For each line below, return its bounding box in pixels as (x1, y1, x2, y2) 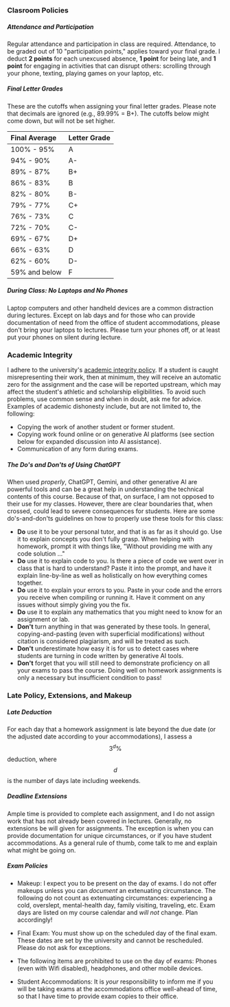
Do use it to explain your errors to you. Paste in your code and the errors (16, 586, 222, 594)
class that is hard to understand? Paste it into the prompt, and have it (16, 564, 212, 572)
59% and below (10, 267, 62, 277)
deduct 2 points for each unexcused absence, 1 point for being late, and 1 (7, 54, 216, 63)
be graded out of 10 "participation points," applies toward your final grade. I (7, 47, 221, 55)
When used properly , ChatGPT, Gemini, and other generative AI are (7, 478, 198, 486)
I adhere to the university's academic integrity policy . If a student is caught (7, 366, 218, 374)
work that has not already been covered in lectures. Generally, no (7, 817, 192, 825)
